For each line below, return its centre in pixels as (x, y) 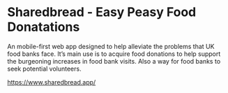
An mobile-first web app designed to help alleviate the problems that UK (111, 46)
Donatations (44, 27)
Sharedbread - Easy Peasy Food (102, 12)
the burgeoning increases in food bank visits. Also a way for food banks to (114, 61)
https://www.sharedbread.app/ (52, 82)
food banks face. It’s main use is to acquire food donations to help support (114, 54)
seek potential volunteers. (44, 69)
